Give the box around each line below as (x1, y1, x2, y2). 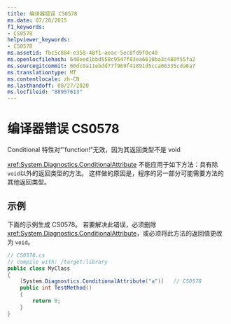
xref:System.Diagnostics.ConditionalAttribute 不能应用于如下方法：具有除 (7, 161, 218, 169)
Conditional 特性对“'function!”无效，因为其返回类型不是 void (7, 145, 181, 154)
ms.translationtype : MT (7, 69, 77, 76)
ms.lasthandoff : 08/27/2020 (7, 82, 90, 89)
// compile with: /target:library (7, 258, 108, 265)
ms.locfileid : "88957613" (7, 88, 83, 95)
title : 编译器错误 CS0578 (7, 10, 78, 18)
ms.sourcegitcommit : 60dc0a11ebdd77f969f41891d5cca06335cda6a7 (7, 62, 196, 69)
